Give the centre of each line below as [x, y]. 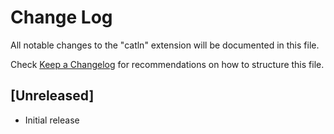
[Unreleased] [52, 96]
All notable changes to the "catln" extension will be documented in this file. [165, 45]
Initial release [52, 120]
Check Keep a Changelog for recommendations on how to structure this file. [167, 64]
